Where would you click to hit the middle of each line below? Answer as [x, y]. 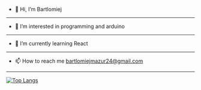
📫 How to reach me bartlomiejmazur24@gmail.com [79, 61]
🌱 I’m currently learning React [51, 44]
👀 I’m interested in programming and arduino [70, 26]
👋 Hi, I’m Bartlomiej [38, 9]
